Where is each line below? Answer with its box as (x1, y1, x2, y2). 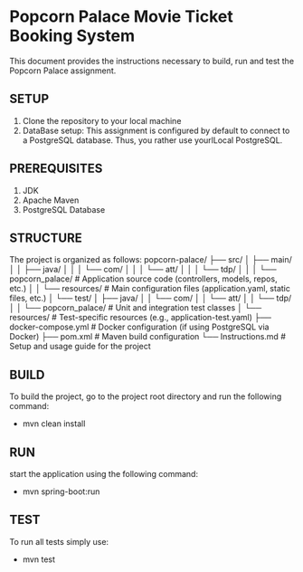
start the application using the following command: (9, 469, 199, 479)
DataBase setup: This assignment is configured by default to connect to (22, 125, 290, 136)
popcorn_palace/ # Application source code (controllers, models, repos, (9, 273, 278, 284)
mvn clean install (22, 418, 86, 429)
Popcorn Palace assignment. (9, 65, 117, 76)
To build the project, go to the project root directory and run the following (9, 391, 282, 402)
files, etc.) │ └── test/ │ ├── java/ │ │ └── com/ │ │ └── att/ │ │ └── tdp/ (9, 292, 292, 304)
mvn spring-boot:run (22, 486, 100, 497)
